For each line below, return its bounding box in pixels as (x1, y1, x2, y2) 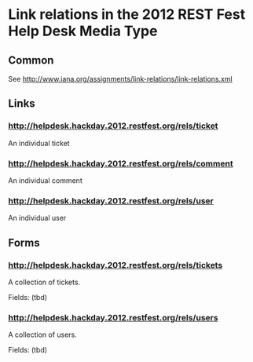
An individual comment (8, 175, 82, 185)
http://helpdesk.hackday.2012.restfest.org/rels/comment (8, 158, 233, 169)
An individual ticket (8, 138, 70, 148)
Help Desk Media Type (8, 22, 158, 40)
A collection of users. (8, 330, 77, 339)
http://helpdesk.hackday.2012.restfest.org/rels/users (8, 312, 218, 323)
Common (8, 53, 54, 67)
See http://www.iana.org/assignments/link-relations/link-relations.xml (8, 75, 233, 83)
